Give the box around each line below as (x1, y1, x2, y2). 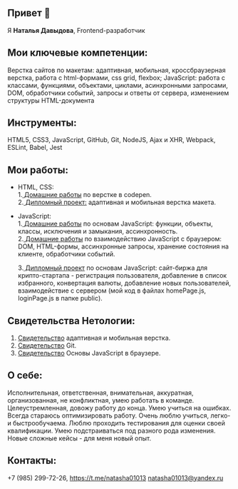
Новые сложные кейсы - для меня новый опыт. (7, 433, 152, 443)
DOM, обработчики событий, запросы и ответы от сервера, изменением (7, 89, 229, 97)
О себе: (7, 369, 43, 382)
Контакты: (7, 455, 57, 467)
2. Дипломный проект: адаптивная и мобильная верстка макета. (17, 198, 216, 207)
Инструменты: (7, 117, 77, 129)
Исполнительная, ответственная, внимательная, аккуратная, (7, 388, 194, 397)
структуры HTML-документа (7, 96, 95, 104)
